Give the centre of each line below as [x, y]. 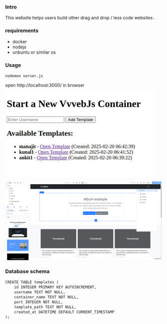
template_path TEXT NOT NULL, [45, 307]
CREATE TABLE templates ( [32, 282]
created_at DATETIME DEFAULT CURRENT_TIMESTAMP [64, 312]
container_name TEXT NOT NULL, [46, 297]
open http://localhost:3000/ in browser [45, 85]
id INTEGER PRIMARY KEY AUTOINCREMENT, [55, 287]
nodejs [19, 47]
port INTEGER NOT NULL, [39, 302]
